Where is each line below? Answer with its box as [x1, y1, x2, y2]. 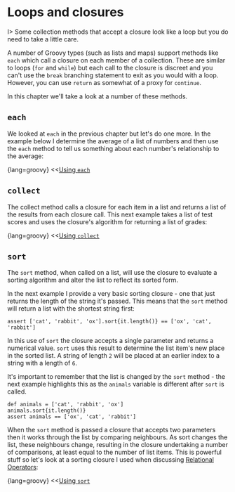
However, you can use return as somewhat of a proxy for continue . [7, 78, 202, 86]
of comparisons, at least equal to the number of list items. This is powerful [7, 448, 222, 457]
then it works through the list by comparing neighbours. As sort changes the [7, 433, 228, 441]
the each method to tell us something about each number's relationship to [7, 144, 220, 153]
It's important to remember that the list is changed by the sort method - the [7, 373, 226, 381]
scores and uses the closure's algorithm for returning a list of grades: [7, 217, 208, 226]
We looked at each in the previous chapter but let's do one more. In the [7, 129, 211, 138]
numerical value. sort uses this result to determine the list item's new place [7, 344, 225, 352]
